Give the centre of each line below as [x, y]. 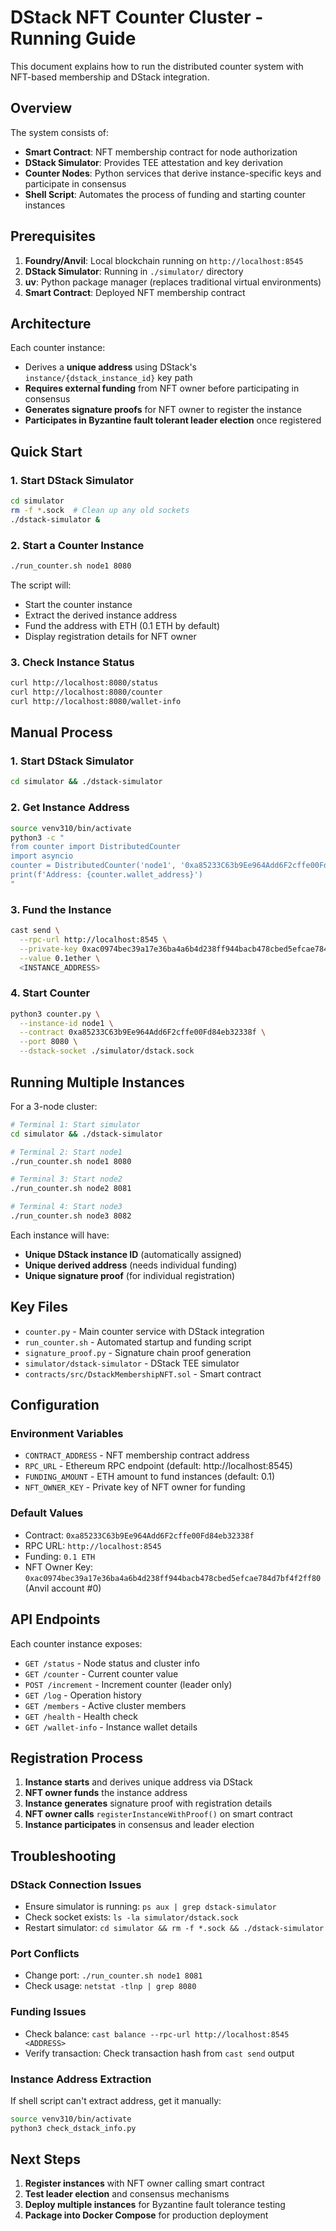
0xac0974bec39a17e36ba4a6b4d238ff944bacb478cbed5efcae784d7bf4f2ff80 [173, 1578]
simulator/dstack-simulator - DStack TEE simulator [132, 1363]
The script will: [41, 585]
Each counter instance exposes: [76, 1643]
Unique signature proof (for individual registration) [130, 1275]
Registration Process [77, 1757]
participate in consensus [75, 183]
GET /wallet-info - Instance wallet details [111, 1727]
